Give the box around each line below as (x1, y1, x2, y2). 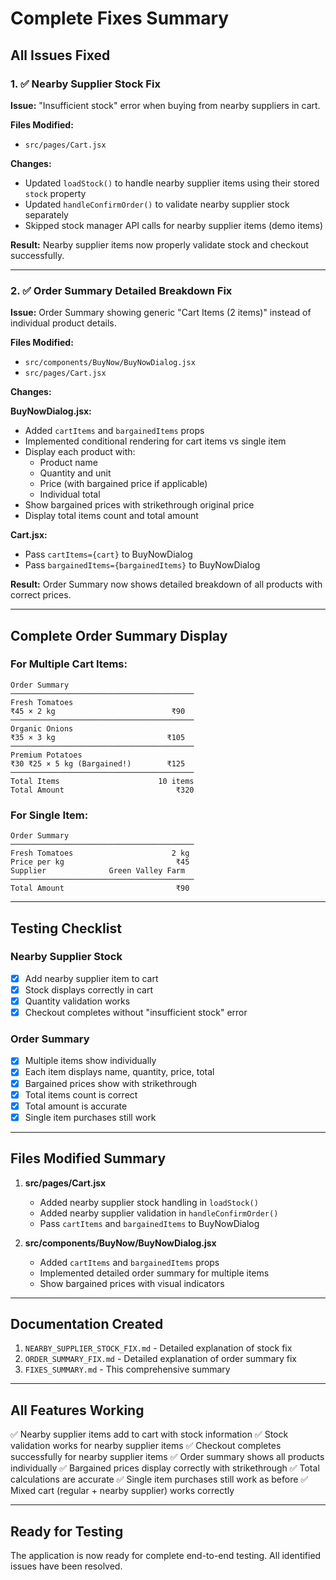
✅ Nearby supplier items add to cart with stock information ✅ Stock (10, 1428, 289, 1441)
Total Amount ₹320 (10, 785, 195, 795)
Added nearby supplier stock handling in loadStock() (39, 1196, 259, 1208)
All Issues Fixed (10, 47, 111, 64)
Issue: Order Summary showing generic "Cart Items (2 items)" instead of (10, 307, 312, 319)
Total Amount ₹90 (10, 883, 190, 894)
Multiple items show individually (24, 1055, 157, 1067)
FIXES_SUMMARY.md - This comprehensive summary (24, 1363, 231, 1376)
